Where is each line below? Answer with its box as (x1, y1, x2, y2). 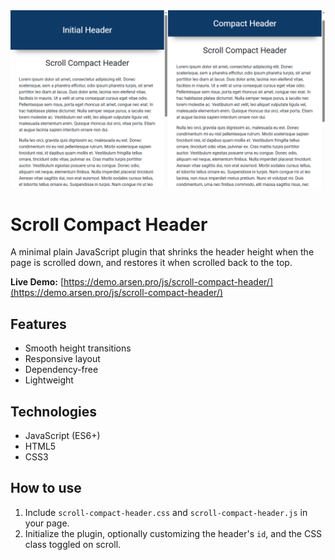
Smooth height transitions (24, 342, 132, 354)
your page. (24, 517, 70, 529)
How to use (10, 480, 82, 497)
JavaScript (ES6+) (24, 430, 101, 442)
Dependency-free (24, 364, 99, 376)
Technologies (10, 403, 98, 420)
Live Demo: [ (10, 276, 65, 288)
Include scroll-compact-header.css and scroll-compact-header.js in (24, 506, 308, 518)
